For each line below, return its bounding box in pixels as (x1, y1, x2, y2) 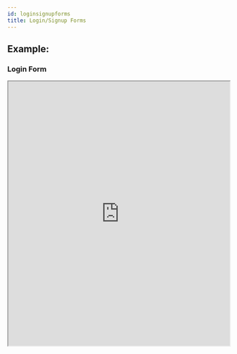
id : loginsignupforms (7, 10, 71, 18)
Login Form (7, 64, 47, 74)
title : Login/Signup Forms (7, 17, 87, 24)
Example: (7, 43, 49, 55)
